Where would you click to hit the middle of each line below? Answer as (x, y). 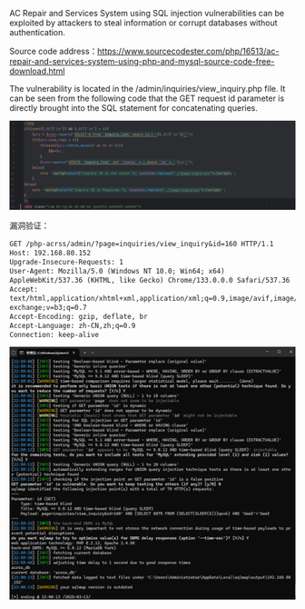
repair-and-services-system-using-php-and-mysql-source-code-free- (142, 61)
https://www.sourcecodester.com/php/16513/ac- (188, 51)
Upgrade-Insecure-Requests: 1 (67, 262)
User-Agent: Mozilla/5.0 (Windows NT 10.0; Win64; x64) (117, 271)
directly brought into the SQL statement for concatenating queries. (134, 108)
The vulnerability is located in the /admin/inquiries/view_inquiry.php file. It (148, 89)
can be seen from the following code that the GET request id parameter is (147, 98)
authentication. (38, 32)
